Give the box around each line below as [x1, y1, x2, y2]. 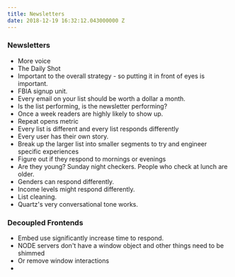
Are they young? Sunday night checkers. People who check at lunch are [17, 162, 228, 170]
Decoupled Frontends [7, 217, 84, 227]
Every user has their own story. [17, 132, 109, 141]
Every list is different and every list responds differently [17, 124, 179, 133]
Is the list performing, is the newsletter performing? [17, 102, 168, 110]
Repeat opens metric [17, 116, 79, 125]
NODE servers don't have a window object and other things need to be [17, 241, 224, 250]
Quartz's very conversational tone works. [17, 200, 138, 208]
